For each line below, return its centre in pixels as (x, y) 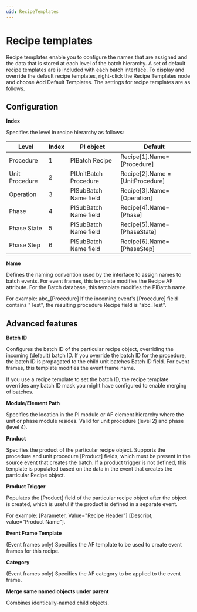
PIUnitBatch (86, 174)
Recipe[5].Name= (145, 224)
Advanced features (42, 324)
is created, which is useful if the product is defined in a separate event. (92, 504)
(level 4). (17, 427)
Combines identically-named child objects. (58, 603)
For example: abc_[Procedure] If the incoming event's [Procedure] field (92, 299)
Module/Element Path (33, 403)
